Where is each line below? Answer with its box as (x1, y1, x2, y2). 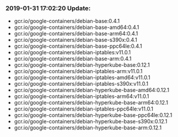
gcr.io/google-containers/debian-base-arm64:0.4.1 (14, 30, 139, 37)
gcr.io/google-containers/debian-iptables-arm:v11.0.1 (14, 68, 143, 75)
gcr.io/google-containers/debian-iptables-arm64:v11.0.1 (14, 93, 150, 100)
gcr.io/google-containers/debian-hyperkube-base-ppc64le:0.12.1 (14, 112, 172, 119)
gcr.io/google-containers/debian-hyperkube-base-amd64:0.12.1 (14, 87, 169, 94)
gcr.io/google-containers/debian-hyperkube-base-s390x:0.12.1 (14, 118, 167, 125)
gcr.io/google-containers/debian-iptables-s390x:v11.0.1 (14, 80, 149, 87)
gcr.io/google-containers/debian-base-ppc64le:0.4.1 (14, 43, 143, 50)
